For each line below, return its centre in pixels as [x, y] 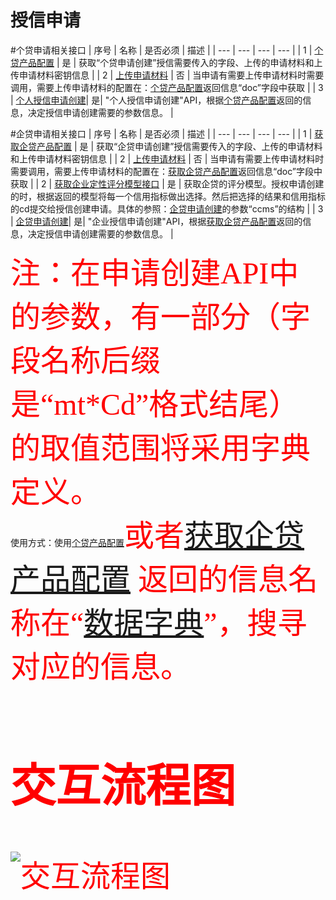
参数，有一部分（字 [176, 316]
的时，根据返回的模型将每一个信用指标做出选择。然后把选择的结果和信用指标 [168, 196]
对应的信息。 [101, 666]
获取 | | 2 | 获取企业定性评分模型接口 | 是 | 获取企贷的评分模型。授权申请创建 [167, 183]
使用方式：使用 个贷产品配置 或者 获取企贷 [157, 535]
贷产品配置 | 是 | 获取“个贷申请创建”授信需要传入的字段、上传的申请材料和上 [166, 62]
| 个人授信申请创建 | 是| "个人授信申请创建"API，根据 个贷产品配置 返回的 [156, 100]
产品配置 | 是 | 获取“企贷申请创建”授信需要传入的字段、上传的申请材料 [179, 146]
